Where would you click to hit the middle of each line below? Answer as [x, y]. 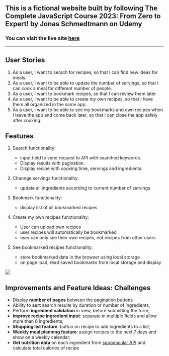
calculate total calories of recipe [46, 348]
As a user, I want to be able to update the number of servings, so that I [86, 83]
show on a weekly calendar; [41, 337]
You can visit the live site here [43, 38]
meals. [19, 77]
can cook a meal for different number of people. [62, 88]
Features [19, 136]
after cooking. [27, 120]
